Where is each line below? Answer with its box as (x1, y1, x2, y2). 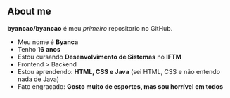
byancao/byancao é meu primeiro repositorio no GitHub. (7, 24, 173, 32)
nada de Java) (17, 75, 60, 83)
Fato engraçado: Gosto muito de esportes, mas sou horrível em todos (17, 82, 224, 90)
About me (7, 6, 51, 17)
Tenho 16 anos (17, 45, 61, 53)
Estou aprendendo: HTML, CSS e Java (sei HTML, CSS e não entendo (17, 67, 220, 76)
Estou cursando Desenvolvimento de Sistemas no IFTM (17, 52, 181, 61)
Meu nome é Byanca (17, 38, 79, 46)
